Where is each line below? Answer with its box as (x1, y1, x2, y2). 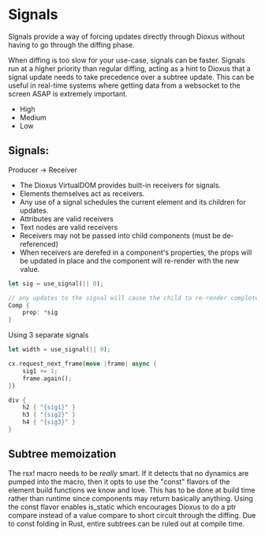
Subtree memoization (8, 447, 117, 461)
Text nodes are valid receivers (19, 222, 118, 232)
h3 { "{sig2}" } (22, 411, 77, 419)
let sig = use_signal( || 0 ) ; (8, 279, 104, 288)
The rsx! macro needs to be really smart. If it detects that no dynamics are (8, 468, 249, 477)
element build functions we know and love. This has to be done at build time (8, 485, 256, 495)
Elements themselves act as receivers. (19, 188, 145, 198)
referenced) (19, 239, 59, 248)
